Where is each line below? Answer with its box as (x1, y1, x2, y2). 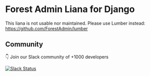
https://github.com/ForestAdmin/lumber (5, 25, 88, 31)
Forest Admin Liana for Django (5, 4, 135, 15)
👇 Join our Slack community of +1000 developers (5, 54, 109, 60)
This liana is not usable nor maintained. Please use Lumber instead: (5, 20, 145, 26)
